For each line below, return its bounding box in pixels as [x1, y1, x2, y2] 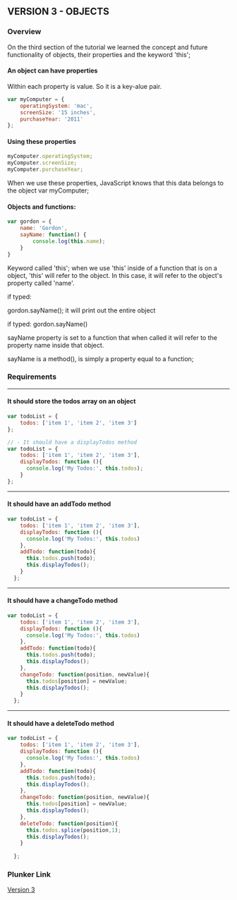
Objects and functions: [7, 202, 76, 211]
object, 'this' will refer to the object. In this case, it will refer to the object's [7, 271, 223, 279]
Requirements [7, 372, 57, 382]
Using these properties [7, 137, 76, 145]
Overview [7, 27, 42, 37]
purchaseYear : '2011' [20, 116, 83, 123]
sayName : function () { [20, 231, 87, 238]
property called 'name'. [7, 279, 75, 287]
